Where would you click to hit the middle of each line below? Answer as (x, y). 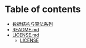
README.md (26, 29)
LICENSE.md (26, 35)
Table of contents (43, 9)
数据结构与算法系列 (33, 24)
